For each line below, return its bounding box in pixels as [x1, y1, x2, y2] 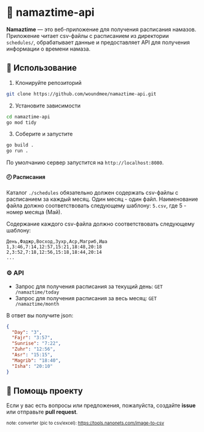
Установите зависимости [15, 102, 81, 109]
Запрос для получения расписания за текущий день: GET [15, 283, 163, 290]
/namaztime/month [15, 301, 60, 307]
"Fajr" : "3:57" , [12, 335, 53, 341]
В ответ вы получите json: [6, 311, 74, 319]
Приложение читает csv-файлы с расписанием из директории [6, 32, 169, 39]
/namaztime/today [15, 289, 60, 295]
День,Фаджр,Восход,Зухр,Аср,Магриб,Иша [6, 239, 108, 245]
